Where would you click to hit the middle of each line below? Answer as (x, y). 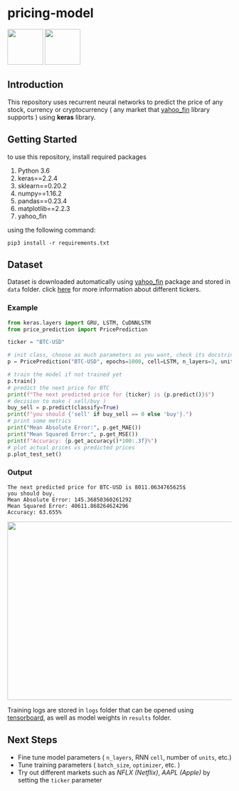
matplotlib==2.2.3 (44, 208)
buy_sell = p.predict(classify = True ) (63, 408)
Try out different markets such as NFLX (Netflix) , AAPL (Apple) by (114, 772)
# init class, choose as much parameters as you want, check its (106, 355)
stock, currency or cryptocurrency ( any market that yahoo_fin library (109, 109)
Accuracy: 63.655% (34, 512)
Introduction (36, 85)
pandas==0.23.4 (42, 200)
